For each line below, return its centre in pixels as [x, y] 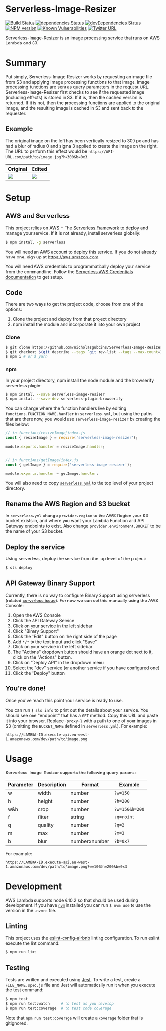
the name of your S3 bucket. [34, 531]
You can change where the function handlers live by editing [66, 408]
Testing [17, 967]
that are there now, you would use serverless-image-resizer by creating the [83, 419]
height [45, 801]
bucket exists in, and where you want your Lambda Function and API [75, 521]
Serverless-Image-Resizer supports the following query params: [71, 773]
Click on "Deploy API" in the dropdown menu [58, 662]
